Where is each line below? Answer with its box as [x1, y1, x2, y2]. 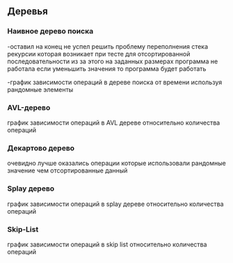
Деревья [7, 6, 49, 17]
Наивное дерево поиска [7, 26, 94, 36]
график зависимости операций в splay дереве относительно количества [7, 200, 224, 208]
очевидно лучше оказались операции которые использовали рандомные [7, 159, 226, 168]
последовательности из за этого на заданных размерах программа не [7, 57, 218, 65]
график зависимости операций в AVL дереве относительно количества [7, 118, 220, 127]
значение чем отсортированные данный [7, 166, 128, 175]
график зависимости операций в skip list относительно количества [7, 240, 207, 248]
